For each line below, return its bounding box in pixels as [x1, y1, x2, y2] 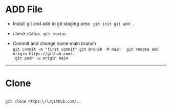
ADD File [5, 4, 43, 15]
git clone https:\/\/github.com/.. [5, 99, 81, 104]
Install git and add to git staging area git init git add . [12, 20, 135, 27]
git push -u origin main [15, 55, 68, 61]
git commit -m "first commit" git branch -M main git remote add [12, 47, 159, 52]
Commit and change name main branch [12, 40, 96, 47]
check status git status [12, 30, 67, 36]
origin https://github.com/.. [12, 51, 78, 56]
